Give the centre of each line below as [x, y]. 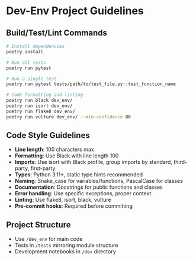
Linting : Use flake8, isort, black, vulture [63, 200]
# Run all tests [26, 62]
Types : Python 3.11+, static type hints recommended [79, 175]
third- [181, 162]
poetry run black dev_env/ [39, 101]
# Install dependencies [36, 46]
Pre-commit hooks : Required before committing [74, 206]
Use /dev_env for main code [49, 239]
